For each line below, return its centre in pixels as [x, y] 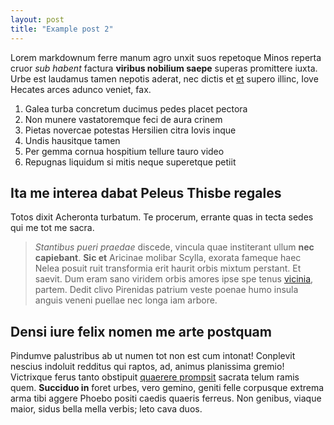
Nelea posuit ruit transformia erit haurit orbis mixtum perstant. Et [168, 268]
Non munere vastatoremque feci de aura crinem [123, 119]
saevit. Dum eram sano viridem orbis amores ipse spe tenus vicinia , [174, 279]
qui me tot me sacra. [52, 228]
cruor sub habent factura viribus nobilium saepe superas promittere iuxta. [164, 68]
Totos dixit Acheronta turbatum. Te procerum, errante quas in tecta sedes [162, 217]
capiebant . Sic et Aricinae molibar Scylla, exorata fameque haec [168, 258]
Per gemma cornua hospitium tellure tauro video [124, 151]
